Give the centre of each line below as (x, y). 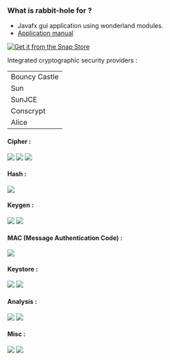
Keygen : (20, 205)
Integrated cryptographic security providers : (72, 60)
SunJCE (24, 100)
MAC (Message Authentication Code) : (65, 238)
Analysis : (22, 301)
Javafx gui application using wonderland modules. (90, 26)
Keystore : (23, 269)
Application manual (45, 33)
